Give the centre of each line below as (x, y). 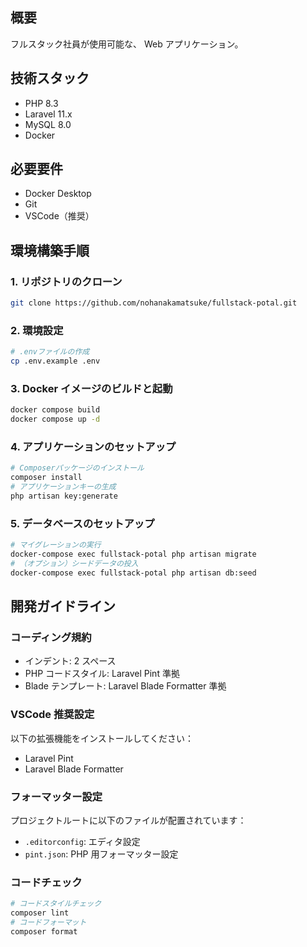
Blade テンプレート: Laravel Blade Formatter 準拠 (125, 686)
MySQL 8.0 (48, 124)
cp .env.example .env (55, 361)
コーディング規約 (51, 637)
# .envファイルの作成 (50, 352)
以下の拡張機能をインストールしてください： (102, 738)
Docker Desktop (58, 194)
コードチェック (46, 882)
